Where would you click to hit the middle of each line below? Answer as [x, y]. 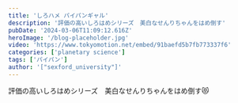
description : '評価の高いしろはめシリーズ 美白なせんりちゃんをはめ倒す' [117, 23]
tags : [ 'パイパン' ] [38, 60]
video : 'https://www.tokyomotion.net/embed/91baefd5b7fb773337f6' [120, 45]
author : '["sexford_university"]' [65, 67]
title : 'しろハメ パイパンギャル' [59, 15]
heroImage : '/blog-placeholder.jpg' [68, 38]
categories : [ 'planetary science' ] [67, 52]
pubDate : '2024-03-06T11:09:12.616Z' [70, 30]
